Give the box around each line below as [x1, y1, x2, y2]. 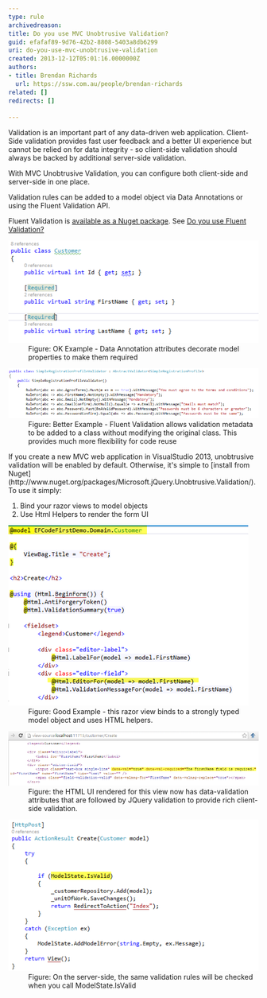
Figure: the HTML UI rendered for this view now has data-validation [28, 787, 249, 797]
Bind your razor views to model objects [19, 501, 149, 511]
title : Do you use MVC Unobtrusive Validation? [8, 29, 169, 37]
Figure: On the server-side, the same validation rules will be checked [28, 972, 253, 981]
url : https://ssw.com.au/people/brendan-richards [15, 80, 183, 87]
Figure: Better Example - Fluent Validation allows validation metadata [28, 420, 253, 429]
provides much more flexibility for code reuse [28, 437, 177, 446]
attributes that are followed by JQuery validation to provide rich [28, 795, 236, 805]
